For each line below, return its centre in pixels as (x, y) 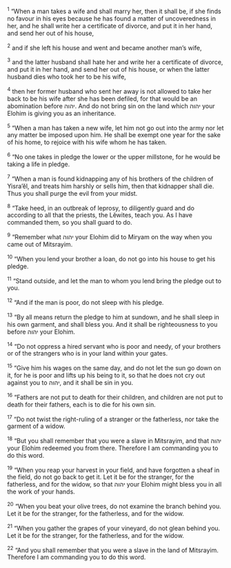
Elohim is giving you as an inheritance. (62, 113)
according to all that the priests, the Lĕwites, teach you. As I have (100, 215)
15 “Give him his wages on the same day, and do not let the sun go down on (114, 367)
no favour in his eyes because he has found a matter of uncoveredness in (111, 18)
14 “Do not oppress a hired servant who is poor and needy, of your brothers (114, 345)
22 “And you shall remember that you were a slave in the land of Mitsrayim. (113, 549)
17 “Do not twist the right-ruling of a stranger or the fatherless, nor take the (113, 418)
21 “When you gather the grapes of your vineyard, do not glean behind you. (114, 528)
